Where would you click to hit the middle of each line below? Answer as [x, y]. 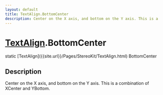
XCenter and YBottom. [28, 89]
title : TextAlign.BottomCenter [37, 14]
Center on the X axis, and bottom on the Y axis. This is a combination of [77, 83]
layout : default [21, 9]
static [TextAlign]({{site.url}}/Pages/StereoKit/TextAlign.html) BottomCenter [81, 56]
